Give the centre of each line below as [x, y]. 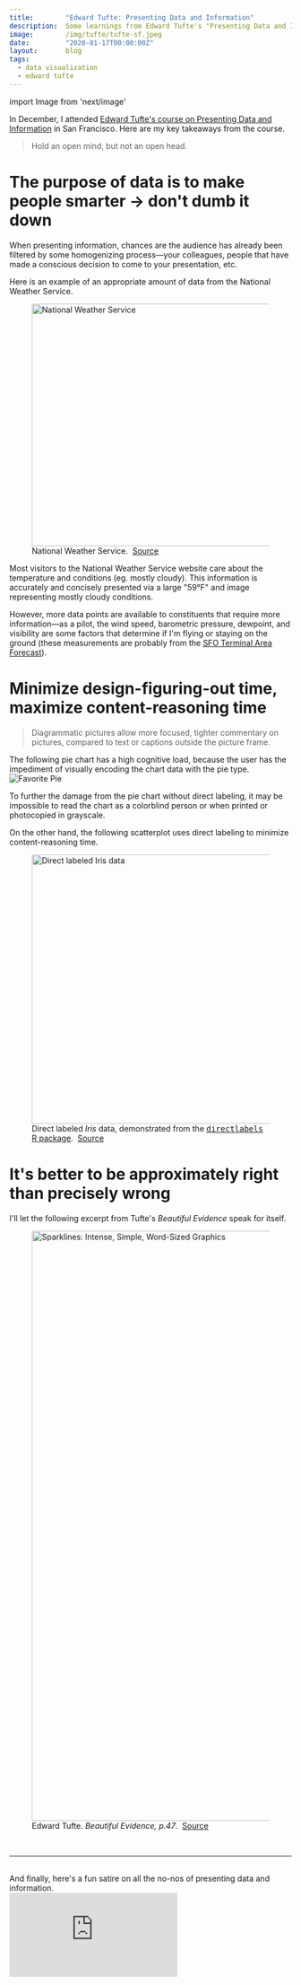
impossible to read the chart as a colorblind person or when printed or [139, 805]
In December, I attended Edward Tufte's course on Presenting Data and [141, 118]
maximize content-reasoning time [138, 708]
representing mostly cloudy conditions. [82, 597]
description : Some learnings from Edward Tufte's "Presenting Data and [148, 26]
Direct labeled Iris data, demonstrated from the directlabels [147, 1128]
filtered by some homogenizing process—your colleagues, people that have [149, 254]
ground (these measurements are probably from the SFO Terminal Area [141, 643]
